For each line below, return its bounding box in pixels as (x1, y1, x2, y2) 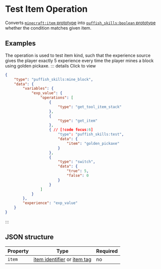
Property (7, 247, 29, 254)
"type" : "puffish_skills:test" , (57, 132, 124, 137)
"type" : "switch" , (57, 159, 96, 165)
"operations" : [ (40, 95, 74, 101)
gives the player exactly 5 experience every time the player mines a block (5, 58, 154, 64)
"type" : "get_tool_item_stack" (57, 104, 122, 109)
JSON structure (5, 233, 54, 241)
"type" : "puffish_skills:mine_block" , (14, 77, 93, 82)
